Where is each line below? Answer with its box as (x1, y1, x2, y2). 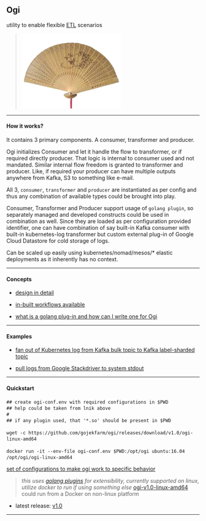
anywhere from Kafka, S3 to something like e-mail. (6, 174, 134, 182)
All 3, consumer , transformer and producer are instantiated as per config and (6, 186, 197, 194)
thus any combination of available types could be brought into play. (6, 193, 177, 200)
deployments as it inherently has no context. (6, 256, 118, 263)
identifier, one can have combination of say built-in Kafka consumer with (6, 224, 190, 232)
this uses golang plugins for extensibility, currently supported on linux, (21, 477, 199, 484)
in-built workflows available (15, 301, 85, 308)
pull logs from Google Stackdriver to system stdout (15, 365, 144, 372)
